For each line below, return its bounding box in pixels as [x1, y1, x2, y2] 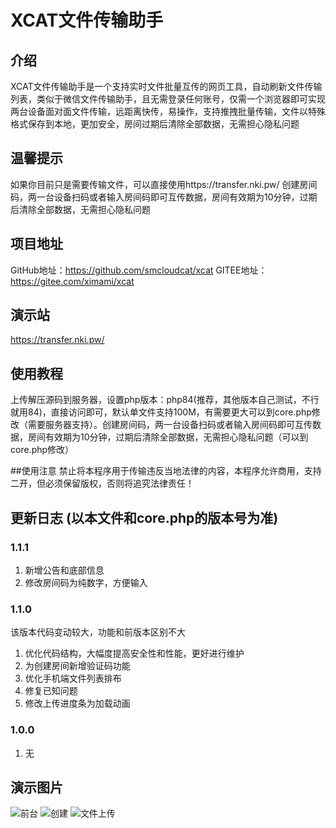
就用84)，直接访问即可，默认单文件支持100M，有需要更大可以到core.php [10, 406, 312, 418]
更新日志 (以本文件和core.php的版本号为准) [10, 509, 279, 526]
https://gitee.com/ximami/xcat [10, 275, 135, 287]
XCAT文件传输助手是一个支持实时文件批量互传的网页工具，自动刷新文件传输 [10, 81, 323, 92]
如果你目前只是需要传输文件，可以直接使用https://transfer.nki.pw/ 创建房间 [10, 178, 318, 190]
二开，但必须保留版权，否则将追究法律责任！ [10, 477, 195, 490]
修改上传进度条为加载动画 [24, 697, 131, 710]
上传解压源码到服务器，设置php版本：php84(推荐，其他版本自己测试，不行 [10, 394, 320, 406]
